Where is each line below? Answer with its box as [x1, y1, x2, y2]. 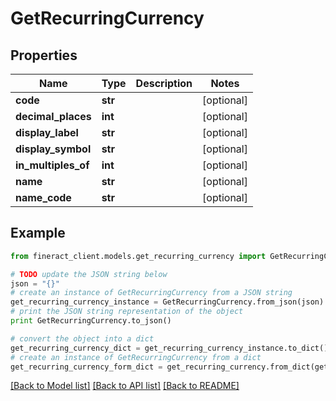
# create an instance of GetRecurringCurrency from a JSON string [10, 288, 293, 298]
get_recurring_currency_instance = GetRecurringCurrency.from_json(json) [10, 297, 325, 307]
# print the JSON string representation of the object [10, 307, 244, 317]
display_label [15, 126, 79, 139]
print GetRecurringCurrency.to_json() [10, 316, 172, 326]
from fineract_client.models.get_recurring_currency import [10, 251, 267, 261]
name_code [15, 191, 72, 204]
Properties [10, 47, 78, 64]
